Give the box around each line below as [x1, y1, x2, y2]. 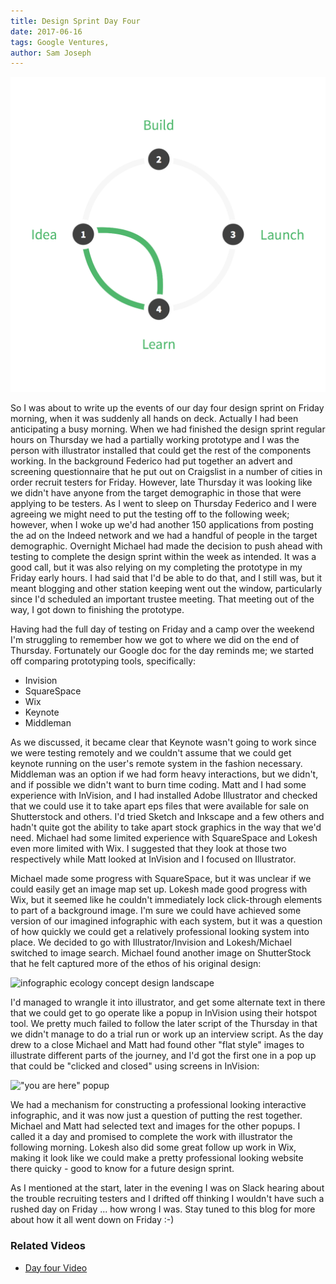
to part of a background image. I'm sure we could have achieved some [10, 905, 302, 917]
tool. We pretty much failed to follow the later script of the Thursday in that [10, 1018, 318, 1030]
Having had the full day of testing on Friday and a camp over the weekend [10, 623, 315, 635]
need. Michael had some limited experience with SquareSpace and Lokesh [10, 832, 318, 844]
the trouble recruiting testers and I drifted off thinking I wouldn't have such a [10, 1193, 325, 1205]
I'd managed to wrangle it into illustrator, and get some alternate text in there [10, 996, 326, 1009]
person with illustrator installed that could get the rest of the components [10, 445, 312, 457]
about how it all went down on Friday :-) [10, 1214, 175, 1226]
